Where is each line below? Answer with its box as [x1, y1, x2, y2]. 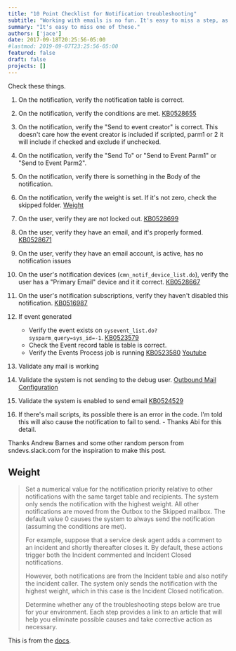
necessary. [25, 623, 58, 631]
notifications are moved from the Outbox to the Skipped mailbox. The [25, 507, 225, 516]
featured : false [8, 50, 55, 57]
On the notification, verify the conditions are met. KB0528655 [18, 109, 197, 117]
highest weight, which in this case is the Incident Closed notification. [25, 587, 224, 596]
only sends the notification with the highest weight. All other [25, 500, 199, 508]
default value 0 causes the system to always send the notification [25, 515, 215, 523]
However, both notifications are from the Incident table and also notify [25, 572, 228, 580]
